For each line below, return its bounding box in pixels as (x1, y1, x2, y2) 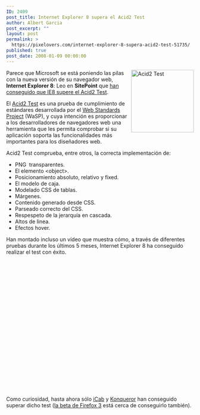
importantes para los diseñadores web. (6, 138, 102, 145)
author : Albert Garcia (6, 20, 62, 26)
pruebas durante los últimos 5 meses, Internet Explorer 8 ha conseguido (6, 242, 183, 249)
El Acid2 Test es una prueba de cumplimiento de (6, 99, 125, 107)
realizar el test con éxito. (6, 248, 67, 255)
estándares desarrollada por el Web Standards (6, 106, 120, 113)
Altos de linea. (14, 218, 51, 225)
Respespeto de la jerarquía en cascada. (14, 211, 112, 219)
